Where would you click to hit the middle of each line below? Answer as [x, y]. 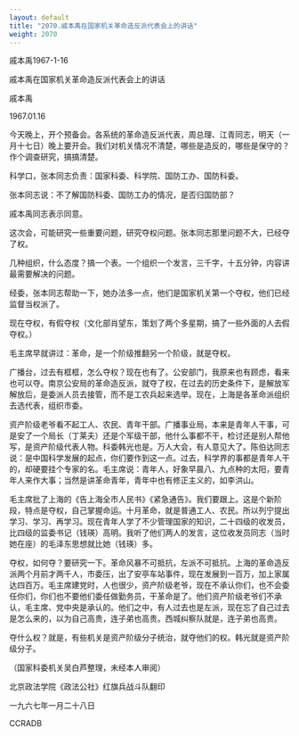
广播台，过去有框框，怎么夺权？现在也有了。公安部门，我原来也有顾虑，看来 [149, 372]
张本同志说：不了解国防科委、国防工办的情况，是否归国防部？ [122, 195]
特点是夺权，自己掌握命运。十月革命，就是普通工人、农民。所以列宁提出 [157, 510]
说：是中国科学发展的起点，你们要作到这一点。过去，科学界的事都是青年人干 [149, 458]
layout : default [39, 17]
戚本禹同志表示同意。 [48, 214]
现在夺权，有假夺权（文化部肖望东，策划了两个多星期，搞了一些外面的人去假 [149, 323]
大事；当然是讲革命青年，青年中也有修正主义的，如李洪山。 [149, 480]
